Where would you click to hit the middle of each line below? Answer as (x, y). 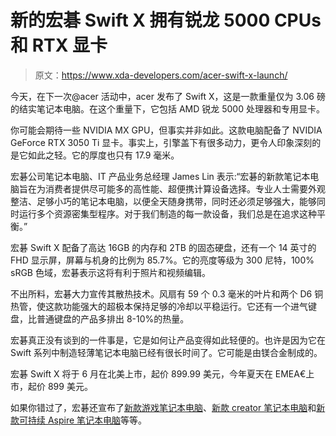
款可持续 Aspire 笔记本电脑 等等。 (79, 420)
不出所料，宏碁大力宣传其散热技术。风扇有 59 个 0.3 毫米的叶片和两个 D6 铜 (167, 293)
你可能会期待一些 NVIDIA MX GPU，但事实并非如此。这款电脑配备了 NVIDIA (166, 130)
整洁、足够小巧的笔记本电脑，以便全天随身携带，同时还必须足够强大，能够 (163, 201)
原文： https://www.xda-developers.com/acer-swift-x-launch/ (161, 75)
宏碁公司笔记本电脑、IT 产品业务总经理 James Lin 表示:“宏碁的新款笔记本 (160, 176)
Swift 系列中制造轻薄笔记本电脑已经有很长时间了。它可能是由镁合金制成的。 (166, 352)
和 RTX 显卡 (59, 45)
